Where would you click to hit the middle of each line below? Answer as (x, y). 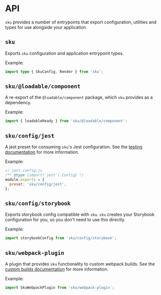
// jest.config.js (24, 171)
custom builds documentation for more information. (57, 269)
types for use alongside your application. (46, 27)
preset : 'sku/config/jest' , (38, 184)
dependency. (18, 103)
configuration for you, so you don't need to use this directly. (65, 220)
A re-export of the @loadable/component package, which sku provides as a (79, 97)
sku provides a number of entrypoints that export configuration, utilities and (81, 22)
